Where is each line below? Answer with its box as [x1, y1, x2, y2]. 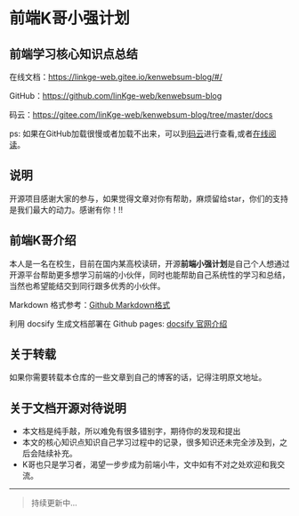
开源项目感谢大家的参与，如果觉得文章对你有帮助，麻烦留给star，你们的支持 [9, 193, 289, 204]
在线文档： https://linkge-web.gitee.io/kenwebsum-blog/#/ [9, 72, 222, 82]
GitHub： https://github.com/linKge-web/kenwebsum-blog [9, 91, 222, 101]
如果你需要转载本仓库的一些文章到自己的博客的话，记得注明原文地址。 [9, 372, 267, 383]
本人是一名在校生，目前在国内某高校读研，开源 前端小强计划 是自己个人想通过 [9, 258, 290, 269]
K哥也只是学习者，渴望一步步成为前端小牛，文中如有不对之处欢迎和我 [21, 459, 278, 470]
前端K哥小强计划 [9, 8, 131, 28]
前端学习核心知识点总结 [9, 46, 138, 61]
